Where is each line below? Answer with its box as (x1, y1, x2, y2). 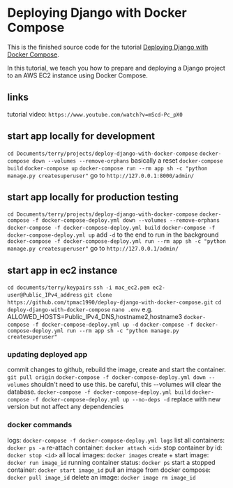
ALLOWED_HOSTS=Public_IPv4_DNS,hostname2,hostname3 (7, 313, 183, 321)
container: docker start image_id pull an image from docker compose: (7, 466, 211, 474)
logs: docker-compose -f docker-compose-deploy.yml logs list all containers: (7, 436, 225, 444)
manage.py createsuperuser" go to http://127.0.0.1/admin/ (7, 244, 179, 253)
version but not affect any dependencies (7, 403, 124, 411)
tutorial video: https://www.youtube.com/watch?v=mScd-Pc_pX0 (7, 110, 183, 118)
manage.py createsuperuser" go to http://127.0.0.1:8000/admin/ (7, 171, 195, 179)
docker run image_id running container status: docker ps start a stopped (7, 458, 216, 466)
